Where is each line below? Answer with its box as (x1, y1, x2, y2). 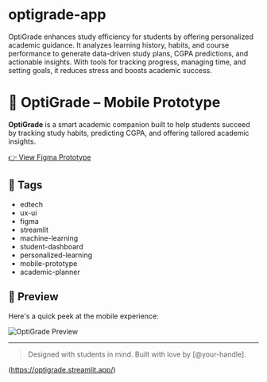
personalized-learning (19, 250, 93, 260)
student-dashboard (19, 241, 83, 251)
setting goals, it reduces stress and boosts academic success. (8, 65, 212, 75)
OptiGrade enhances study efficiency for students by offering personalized (8, 32, 254, 41)
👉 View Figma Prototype (8, 152, 91, 162)
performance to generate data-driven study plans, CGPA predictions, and (8, 48, 249, 58)
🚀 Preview (8, 290, 59, 303)
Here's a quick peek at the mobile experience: (8, 311, 159, 321)
